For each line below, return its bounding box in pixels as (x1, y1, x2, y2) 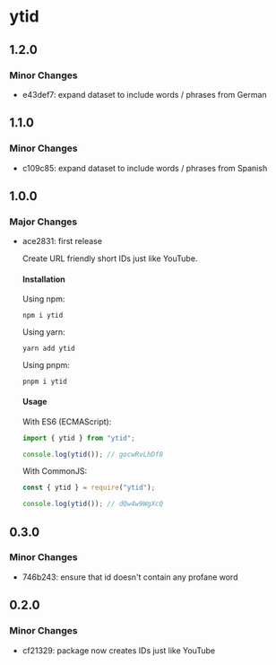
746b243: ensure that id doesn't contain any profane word (22, 572, 238, 582)
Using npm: (22, 293, 65, 304)
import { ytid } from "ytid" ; (22, 433, 136, 442)
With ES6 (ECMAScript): (22, 416, 112, 427)
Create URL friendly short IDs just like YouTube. (22, 253, 198, 264)
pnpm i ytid (22, 377, 67, 387)
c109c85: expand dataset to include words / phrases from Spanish (22, 162, 268, 173)
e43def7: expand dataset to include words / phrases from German (22, 89, 267, 100)
